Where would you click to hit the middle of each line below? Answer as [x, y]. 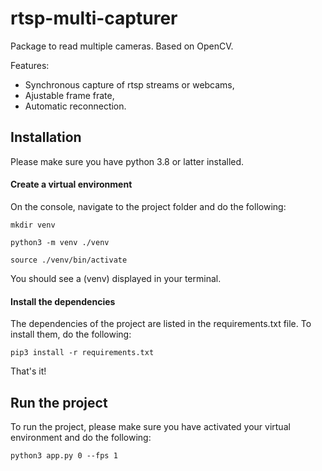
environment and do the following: [81, 437]
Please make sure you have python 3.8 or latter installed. [127, 161]
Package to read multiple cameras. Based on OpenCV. [122, 46]
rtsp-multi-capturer [94, 18]
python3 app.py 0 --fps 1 [64, 455]
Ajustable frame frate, [69, 95]
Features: [30, 65]
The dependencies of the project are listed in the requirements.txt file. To [161, 324]
